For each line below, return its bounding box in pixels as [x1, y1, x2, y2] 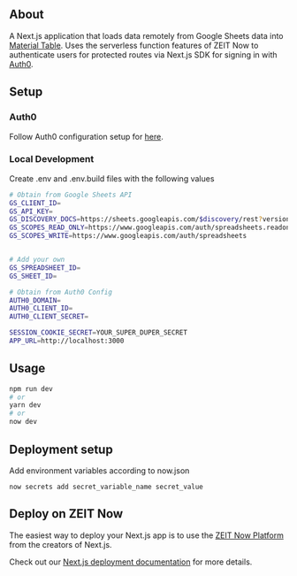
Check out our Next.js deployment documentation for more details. [9, 557, 253, 567]
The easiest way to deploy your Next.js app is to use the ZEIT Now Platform [9, 530, 285, 541]
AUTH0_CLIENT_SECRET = [9, 312, 89, 321]
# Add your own [9, 256, 65, 265]
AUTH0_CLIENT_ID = [9, 304, 73, 313]
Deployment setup [9, 442, 113, 457]
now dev [9, 418, 38, 426]
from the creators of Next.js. [9, 539, 112, 549]
